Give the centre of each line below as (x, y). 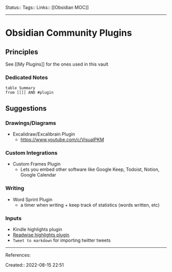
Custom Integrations (31, 152)
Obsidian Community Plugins (69, 33)
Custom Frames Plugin (37, 164)
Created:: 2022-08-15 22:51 (35, 265)
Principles (22, 52)
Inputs (14, 218)
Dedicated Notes (27, 77)
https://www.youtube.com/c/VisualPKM (62, 139)
